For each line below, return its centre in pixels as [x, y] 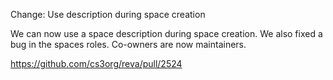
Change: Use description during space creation [108, 14]
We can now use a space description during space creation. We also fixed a [166, 33]
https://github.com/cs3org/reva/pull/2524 [96, 63]
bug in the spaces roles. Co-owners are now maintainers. [128, 44]
